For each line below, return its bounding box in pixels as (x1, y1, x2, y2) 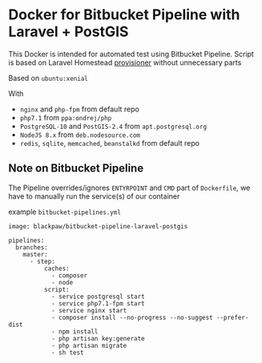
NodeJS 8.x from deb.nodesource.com (19, 130, 141, 139)
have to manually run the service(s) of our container (8, 191, 180, 201)
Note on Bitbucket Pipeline (8, 162, 144, 175)
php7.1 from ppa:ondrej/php (19, 112, 112, 122)
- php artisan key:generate (50, 334, 146, 342)
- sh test (50, 349, 84, 357)
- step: (29, 257, 56, 265)
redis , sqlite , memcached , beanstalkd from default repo (19, 138, 200, 147)
